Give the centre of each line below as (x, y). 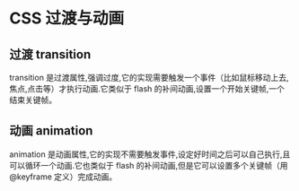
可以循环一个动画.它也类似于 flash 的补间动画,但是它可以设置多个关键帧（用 (149, 165)
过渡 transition (50, 54)
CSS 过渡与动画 (67, 18)
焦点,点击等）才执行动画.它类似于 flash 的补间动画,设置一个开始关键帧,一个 (147, 89)
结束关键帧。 (33, 100)
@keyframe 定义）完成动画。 (63, 177)
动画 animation (51, 131)
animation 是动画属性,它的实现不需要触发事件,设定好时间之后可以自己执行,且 (150, 154)
